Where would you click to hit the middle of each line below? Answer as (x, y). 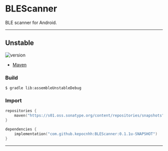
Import (13, 100)
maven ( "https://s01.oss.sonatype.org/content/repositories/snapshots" (89, 115)
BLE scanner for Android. (31, 22)
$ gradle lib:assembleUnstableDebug (43, 88)
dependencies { (21, 129)
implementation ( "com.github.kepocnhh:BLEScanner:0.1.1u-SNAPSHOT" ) (86, 134)
